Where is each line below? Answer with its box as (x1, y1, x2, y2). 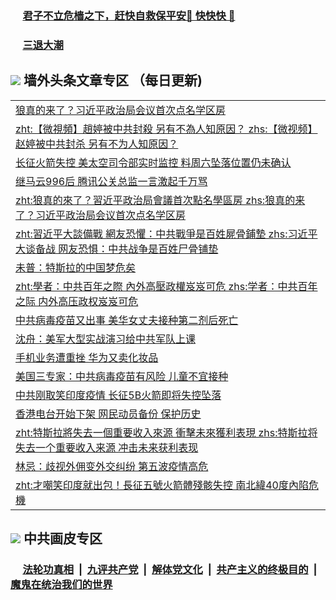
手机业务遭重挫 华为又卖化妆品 (15, 350, 159, 364)
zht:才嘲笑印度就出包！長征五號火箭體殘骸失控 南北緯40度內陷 (15, 478, 309, 492)
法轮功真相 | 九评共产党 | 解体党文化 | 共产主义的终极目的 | (22, 562, 318, 576)
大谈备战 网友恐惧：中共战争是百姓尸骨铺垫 (15, 242, 219, 256)
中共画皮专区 (23, 530, 103, 547)
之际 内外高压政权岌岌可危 (15, 294, 139, 308)
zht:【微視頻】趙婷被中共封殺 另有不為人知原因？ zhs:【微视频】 (15, 122, 318, 136)
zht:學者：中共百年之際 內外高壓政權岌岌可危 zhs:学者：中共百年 (15, 279, 318, 293)
